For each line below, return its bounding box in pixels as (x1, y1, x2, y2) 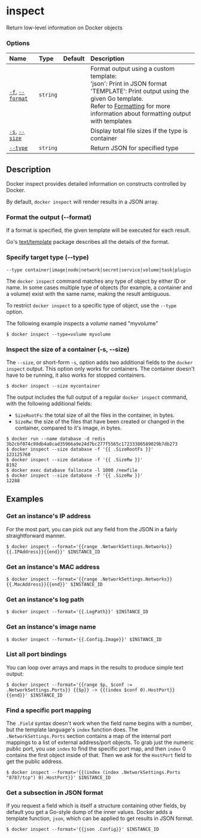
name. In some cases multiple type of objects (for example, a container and (6, 283, 193, 291)
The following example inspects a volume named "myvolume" (6, 319, 159, 327)
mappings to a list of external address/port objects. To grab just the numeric (6, 739, 194, 746)
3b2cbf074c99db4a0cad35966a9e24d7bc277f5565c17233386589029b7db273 (6, 441, 178, 447)
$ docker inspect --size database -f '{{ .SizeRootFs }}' (6, 446, 154, 452)
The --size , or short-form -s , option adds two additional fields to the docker (6, 358, 193, 366)
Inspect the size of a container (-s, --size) (6, 345, 130, 353)
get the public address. (6, 758, 63, 765)
